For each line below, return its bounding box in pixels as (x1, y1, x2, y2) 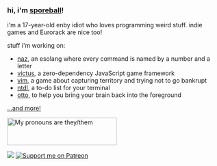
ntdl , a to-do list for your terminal (16, 84, 111, 92)
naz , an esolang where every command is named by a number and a (16, 55, 211, 63)
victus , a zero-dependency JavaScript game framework (16, 69, 175, 77)
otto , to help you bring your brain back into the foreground (16, 91, 181, 99)
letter (16, 62, 32, 70)
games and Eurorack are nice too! (7, 28, 103, 36)
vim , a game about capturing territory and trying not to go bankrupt (16, 77, 207, 85)
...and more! (7, 105, 41, 113)
